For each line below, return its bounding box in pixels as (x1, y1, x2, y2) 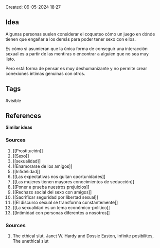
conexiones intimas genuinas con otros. (5, 71, 86, 76)
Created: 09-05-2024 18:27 (5, 4, 61, 10)
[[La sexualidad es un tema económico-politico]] (12, 204, 110, 211)
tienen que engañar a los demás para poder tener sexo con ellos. (5, 36, 136, 42)
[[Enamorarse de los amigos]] (12, 163, 72, 169)
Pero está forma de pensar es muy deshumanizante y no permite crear (5, 65, 147, 71)
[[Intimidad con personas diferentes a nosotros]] (12, 210, 110, 215)
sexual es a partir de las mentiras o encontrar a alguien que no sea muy (5, 51, 149, 56)
